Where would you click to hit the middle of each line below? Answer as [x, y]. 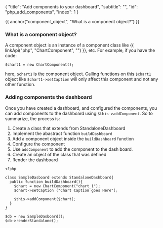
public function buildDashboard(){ [46, 182]
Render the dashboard [35, 160]
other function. [20, 85]
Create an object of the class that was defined [59, 154]
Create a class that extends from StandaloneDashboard [69, 128]
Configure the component [39, 144]
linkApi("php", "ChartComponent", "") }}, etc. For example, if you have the [80, 50]
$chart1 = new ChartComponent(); [40, 65]
